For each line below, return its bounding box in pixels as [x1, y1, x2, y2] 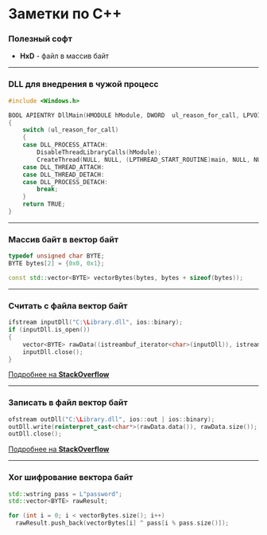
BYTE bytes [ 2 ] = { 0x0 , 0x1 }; [8, 260, 105, 268]
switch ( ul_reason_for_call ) [22, 126, 119, 134]
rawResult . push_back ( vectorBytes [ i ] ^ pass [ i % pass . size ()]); [15, 519, 230, 527]
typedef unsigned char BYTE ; [8, 252, 105, 260]
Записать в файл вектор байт [8, 397, 129, 408]
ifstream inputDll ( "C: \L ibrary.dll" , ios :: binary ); [8, 318, 183, 327]
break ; [37, 185, 59, 194]
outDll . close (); [8, 430, 62, 439]
